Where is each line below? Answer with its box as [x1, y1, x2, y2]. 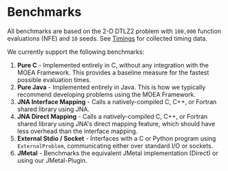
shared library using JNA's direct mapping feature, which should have [17, 119, 216, 128]
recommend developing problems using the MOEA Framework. [17, 90, 196, 99]
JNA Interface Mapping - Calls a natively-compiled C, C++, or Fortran [17, 97, 217, 105]
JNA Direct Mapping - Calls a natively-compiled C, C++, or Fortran [17, 112, 208, 121]
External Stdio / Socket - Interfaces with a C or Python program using [17, 134, 216, 142]
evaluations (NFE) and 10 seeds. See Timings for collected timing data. [7, 34, 208, 42]
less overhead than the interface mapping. [17, 127, 138, 135]
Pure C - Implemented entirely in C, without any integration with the [17, 61, 209, 69]
